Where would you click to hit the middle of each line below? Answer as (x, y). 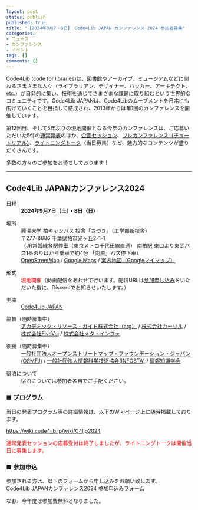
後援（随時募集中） (29, 346)
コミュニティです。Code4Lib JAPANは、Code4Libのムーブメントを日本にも (98, 100)
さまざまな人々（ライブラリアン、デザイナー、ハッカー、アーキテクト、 (103, 85)
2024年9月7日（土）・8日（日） (60, 211)
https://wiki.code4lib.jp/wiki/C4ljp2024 (54, 430)
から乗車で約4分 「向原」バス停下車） (95, 253)
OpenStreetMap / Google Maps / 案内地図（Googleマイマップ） (98, 261)
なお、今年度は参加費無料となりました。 (55, 501)
